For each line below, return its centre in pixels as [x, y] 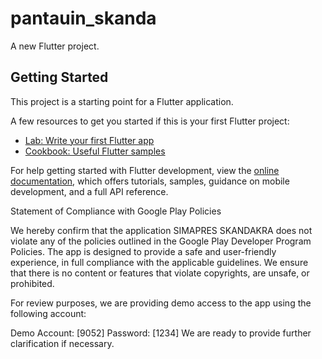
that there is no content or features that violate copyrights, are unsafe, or [160, 273]
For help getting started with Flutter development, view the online [145, 170]
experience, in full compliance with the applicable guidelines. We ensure [159, 262]
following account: [48, 313]
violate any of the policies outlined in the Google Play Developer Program [161, 241]
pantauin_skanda [83, 18]
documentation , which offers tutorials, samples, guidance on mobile [150, 181]
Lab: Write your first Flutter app [89, 140]
